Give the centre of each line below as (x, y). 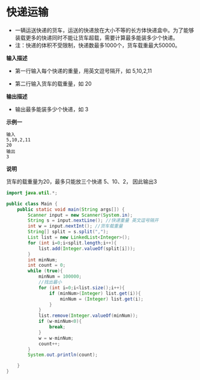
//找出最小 (50, 282)
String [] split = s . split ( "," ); (68, 232)
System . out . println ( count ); (63, 355)
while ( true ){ (45, 271)
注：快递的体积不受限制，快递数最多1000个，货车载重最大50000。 (98, 45)
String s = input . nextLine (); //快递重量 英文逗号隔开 (93, 220)
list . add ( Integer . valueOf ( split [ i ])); (87, 248)
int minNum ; (43, 260)
